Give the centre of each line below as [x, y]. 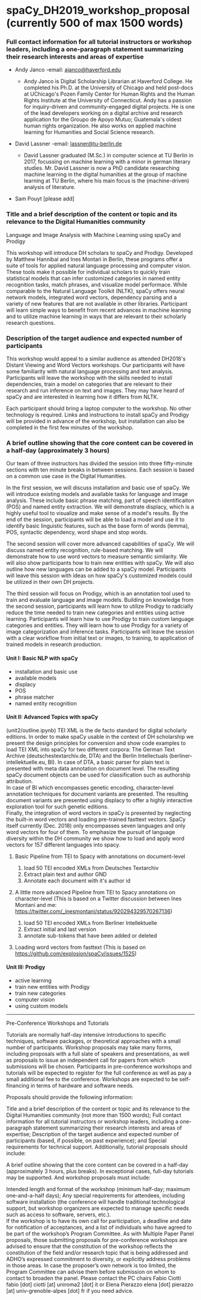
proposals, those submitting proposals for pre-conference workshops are [97, 1240]
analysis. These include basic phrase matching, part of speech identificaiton [100, 501]
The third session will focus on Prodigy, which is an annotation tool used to [98, 593]
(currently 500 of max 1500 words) [95, 23]
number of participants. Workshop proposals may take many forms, [89, 1047]
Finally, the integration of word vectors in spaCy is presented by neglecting [99, 813]
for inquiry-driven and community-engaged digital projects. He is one [109, 107]
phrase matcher [34, 697]
